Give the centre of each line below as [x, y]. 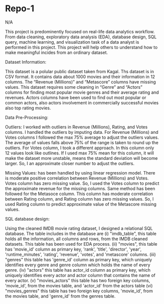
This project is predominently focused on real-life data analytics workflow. [80, 31]
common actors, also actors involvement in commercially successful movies [82, 102]
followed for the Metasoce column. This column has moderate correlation [79, 194]
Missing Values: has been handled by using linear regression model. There [80, 173]
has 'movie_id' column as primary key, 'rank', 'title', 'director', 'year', [73, 249]
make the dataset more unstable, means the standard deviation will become [82, 158]
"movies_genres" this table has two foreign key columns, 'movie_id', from [79, 291]
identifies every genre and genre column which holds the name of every [78, 265]
